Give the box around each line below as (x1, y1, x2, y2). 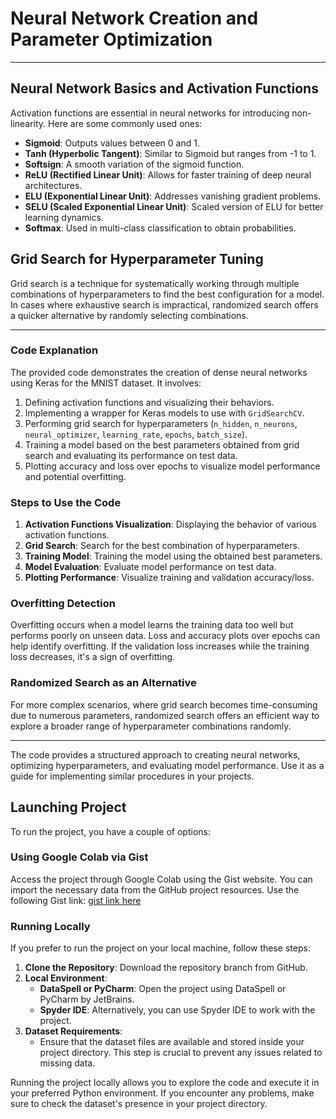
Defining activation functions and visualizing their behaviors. (24, 396, 275, 408)
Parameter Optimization (10, 28, 213, 51)
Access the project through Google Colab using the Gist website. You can (10, 873, 313, 885)
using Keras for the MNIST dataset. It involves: (10, 377, 202, 389)
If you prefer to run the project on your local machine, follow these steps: (10, 942, 311, 954)
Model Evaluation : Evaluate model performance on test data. (24, 561, 277, 573)
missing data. (39, 1057, 96, 1069)
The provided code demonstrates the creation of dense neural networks (10, 366, 308, 378)
